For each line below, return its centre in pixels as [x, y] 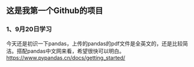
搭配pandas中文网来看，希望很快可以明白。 [71, 51]
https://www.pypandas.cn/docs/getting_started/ [66, 57]
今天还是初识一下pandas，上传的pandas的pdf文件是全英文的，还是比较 [95, 43]
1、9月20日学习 [29, 29]
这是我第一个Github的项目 [55, 11]
